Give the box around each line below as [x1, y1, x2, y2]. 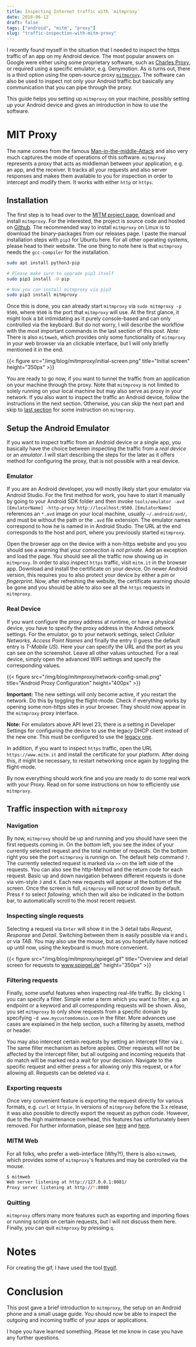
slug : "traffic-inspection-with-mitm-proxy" [6, 30, 117, 36]
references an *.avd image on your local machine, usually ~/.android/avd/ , [6, 511, 187, 518]
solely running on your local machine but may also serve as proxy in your [6, 387, 183, 394]
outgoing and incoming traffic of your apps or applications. [6, 1317, 148, 1324]
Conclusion [6, 1285, 64, 1298]
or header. [6, 1026, 32, 1033]
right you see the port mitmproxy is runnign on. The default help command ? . [6, 853, 190, 860]
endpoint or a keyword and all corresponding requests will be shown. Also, [6, 1002, 186, 1009]
